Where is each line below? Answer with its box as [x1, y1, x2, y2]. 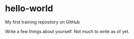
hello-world [5, 3, 54, 14]
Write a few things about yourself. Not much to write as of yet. [5, 28, 130, 34]
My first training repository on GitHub [5, 19, 80, 25]
